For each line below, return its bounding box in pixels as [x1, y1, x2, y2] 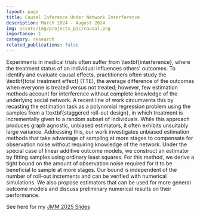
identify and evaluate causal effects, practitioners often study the [6, 71, 167, 78]
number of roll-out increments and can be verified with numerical [6, 172, 167, 180]
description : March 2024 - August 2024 [6, 20, 106, 26]
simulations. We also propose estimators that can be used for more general [6, 178, 191, 186]
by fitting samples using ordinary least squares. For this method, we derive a [6, 153, 195, 161]
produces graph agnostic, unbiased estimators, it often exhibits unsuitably [6, 122, 189, 129]
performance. [6, 192, 40, 199]
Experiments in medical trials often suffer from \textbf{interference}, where [6, 58, 190, 66]
